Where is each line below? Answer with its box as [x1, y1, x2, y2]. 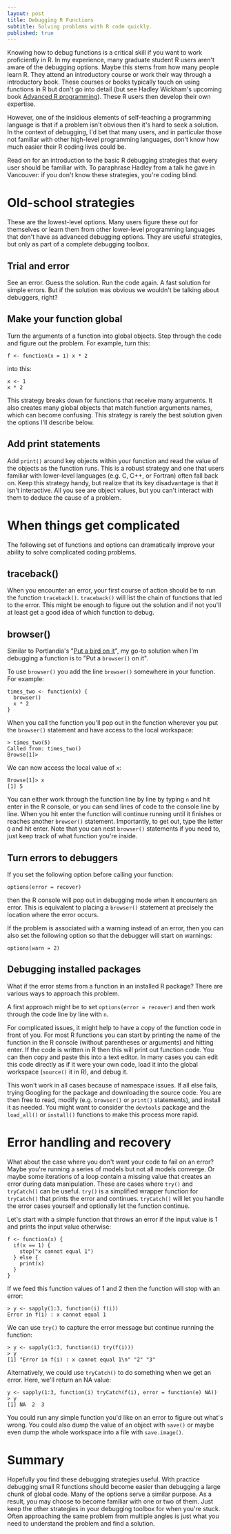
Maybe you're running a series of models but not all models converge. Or [7, 1164, 215, 1173]
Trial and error [7, 260, 70, 272]
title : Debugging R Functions [7, 17, 94, 24]
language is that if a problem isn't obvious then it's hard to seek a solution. [7, 120, 219, 129]
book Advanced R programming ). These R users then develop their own [7, 93, 211, 101]
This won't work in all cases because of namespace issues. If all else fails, [7, 1081, 219, 1089]
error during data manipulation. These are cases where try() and [7, 1180, 193, 1188]
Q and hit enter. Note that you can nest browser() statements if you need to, [7, 824, 221, 833]
